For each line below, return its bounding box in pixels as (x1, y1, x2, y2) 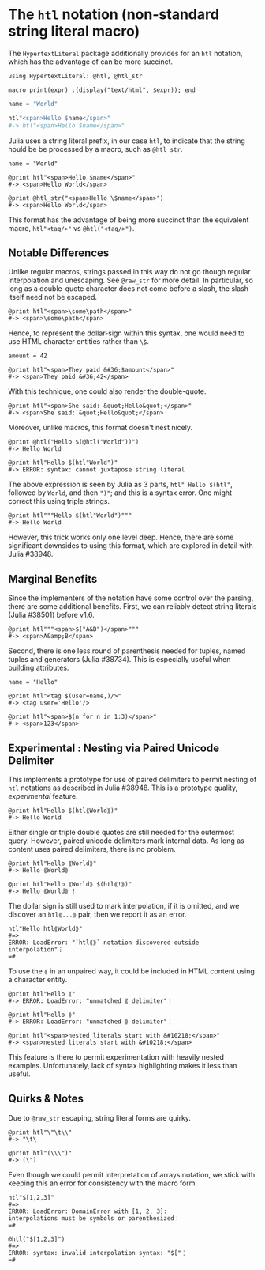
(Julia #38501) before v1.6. (8, 610, 95, 620)
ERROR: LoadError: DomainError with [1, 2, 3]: (8, 1208, 168, 1215)
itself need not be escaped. (8, 293, 97, 302)
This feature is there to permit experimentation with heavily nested (8, 1053, 225, 1061)
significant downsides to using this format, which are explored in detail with (8, 541, 254, 550)
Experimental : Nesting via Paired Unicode (8, 741, 219, 754)
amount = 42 (8, 352, 47, 361)
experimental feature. (8, 792, 78, 800)
